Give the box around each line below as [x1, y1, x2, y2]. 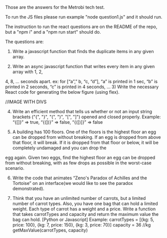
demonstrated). [12, 185, 44, 191]
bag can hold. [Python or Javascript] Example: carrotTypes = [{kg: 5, [12, 216, 154, 222]
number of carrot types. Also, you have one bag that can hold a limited [12, 200, 158, 206]
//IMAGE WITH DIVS [5, 99, 46, 105]
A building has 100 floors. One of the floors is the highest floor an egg [12, 129, 156, 135]
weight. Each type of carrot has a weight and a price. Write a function [12, 206, 156, 212]
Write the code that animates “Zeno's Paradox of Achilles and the [12, 175, 147, 181]
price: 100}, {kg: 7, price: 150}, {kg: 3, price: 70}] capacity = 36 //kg [12, 222, 151, 227]
